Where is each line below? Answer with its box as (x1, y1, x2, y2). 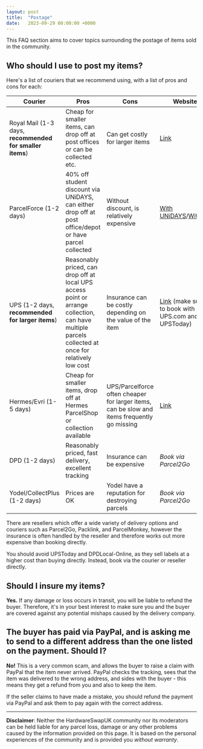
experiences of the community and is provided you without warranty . (6, 736, 179, 743)
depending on (106, 309, 146, 317)
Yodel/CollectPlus (9, 489, 60, 497)
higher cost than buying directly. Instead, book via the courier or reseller (6, 557, 186, 564)
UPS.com (159, 312, 186, 321)
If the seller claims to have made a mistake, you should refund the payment (6, 693, 193, 700)
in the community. (6, 43, 51, 50)
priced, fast (65, 449, 98, 457)
